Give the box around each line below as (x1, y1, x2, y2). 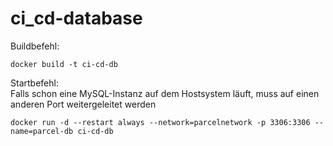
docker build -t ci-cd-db (10, 59, 118, 69)
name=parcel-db (10, 126, 74, 136)
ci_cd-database (10, 7, 143, 30)
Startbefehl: (10, 77, 59, 89)
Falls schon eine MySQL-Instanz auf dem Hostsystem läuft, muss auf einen (10, 87, 320, 99)
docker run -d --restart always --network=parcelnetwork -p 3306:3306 (10, 117, 311, 127)
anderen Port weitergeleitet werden (10, 98, 157, 110)
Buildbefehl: (10, 40, 60, 52)
